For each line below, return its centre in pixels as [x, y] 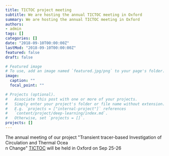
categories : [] [21, 39]
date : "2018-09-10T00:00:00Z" [37, 43]
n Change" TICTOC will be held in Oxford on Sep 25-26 [63, 148]
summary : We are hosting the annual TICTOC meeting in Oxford [73, 19]
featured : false [22, 52]
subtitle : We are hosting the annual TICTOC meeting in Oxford [74, 15]
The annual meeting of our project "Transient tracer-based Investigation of [83, 137]
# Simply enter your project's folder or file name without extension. [85, 104]
